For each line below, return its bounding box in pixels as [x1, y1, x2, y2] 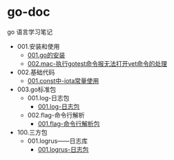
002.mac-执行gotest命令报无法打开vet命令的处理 [27, 59, 168, 67]
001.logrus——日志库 [27, 137, 88, 145]
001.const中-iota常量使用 [27, 76, 99, 84]
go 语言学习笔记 [7, 27, 53, 36]
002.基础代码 [17, 68, 55, 76]
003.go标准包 [17, 85, 57, 93]
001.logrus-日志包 [37, 145, 89, 153]
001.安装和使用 [17, 42, 60, 50]
